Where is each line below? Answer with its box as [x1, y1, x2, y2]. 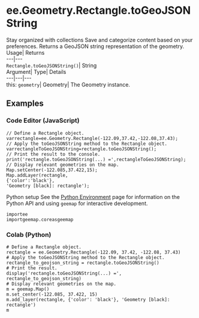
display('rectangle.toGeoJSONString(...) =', [6, 270, 122, 277]
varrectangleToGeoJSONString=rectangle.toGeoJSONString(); [6, 145, 157, 152]
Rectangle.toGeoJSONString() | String [6, 61, 97, 69]
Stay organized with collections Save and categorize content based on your [6, 36, 193, 43]
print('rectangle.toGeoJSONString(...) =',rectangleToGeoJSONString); [6, 156, 186, 162]
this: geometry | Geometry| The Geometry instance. [6, 81, 131, 88]
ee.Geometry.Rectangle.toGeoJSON [6, 4, 191, 17]
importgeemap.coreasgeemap [6, 216, 74, 222]
